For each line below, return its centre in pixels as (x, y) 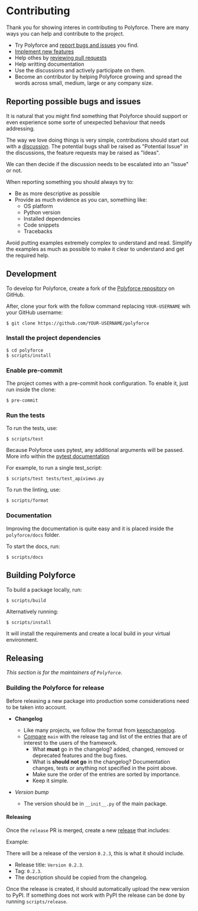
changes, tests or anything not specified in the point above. (105, 768)
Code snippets (41, 225)
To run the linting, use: (33, 490)
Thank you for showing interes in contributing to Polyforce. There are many (98, 27)
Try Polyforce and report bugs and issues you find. (77, 45)
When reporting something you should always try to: (70, 181)
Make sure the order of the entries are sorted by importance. (106, 774)
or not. (14, 170)
